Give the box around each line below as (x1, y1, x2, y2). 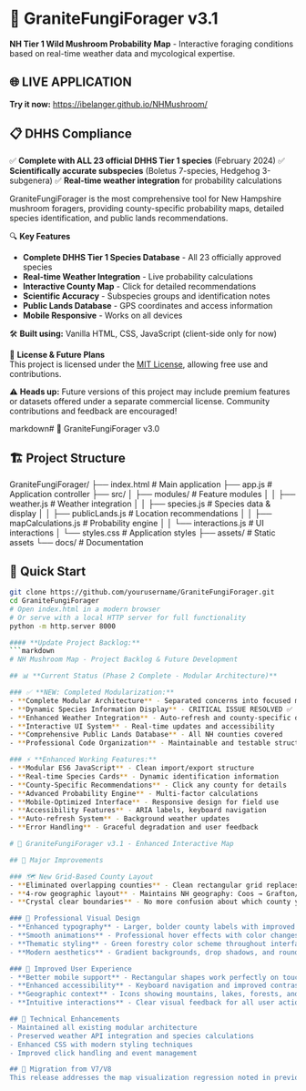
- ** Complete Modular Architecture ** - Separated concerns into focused (9, 696, 291, 705)
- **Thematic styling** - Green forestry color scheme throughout (9, 939, 267, 948)
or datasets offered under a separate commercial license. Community (9, 395, 270, 406)
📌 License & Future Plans (9, 349, 106, 360)
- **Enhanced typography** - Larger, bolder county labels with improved (9, 923, 296, 932)
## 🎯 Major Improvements (9, 855, 104, 864)
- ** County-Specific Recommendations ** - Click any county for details (9, 780, 287, 790)
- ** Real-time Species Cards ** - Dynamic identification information (9, 771, 280, 781)
